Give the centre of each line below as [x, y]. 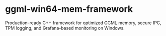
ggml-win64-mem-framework [69, 9]
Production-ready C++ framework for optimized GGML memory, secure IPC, [83, 23]
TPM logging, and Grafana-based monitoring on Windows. [65, 28]
